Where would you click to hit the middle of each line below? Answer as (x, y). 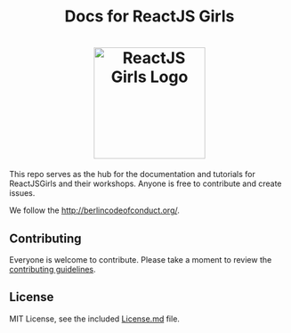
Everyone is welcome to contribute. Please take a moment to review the (141, 259)
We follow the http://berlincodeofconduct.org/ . (95, 210)
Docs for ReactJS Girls (150, 16)
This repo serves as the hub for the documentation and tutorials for (132, 175)
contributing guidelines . (53, 269)
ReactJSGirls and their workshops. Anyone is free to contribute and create (145, 183)
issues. (22, 193)
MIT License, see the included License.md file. (95, 319)
